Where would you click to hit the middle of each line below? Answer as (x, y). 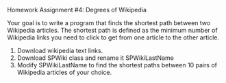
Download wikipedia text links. (60, 51)
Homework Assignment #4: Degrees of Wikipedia (77, 10)
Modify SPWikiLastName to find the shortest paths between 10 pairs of (117, 65)
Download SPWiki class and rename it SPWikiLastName (96, 58)
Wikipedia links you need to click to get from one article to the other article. (113, 37)
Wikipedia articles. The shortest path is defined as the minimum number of (112, 30)
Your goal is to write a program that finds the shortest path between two (109, 23)
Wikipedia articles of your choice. (64, 72)
